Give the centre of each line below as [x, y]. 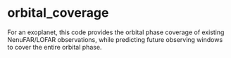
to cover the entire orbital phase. [55, 47]
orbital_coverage [58, 13]
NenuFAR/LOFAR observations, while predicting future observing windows [115, 39]
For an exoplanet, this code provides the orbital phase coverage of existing [116, 32]
